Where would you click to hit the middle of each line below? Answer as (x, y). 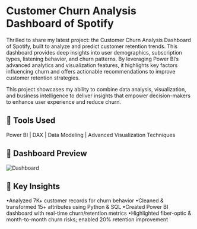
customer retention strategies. (43, 78)
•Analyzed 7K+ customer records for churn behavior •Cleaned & (85, 201)
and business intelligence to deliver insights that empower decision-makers (99, 96)
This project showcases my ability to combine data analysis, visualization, (96, 89)
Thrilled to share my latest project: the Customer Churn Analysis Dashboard (99, 40)
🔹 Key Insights (33, 186)
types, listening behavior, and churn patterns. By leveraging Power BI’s (93, 59)
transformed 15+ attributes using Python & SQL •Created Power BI (87, 207)
